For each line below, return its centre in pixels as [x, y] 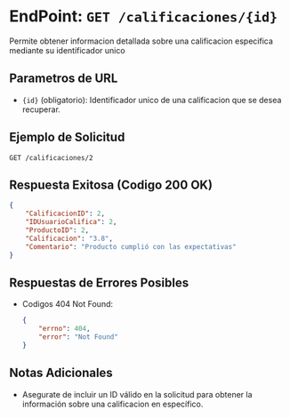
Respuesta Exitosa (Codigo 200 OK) [111, 185]
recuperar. [41, 109]
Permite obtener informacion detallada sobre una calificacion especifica [141, 41]
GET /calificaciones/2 [51, 157]
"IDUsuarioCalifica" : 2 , [71, 222]
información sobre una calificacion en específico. [113, 404]
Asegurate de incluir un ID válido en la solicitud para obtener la [137, 394]
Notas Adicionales [61, 373]
